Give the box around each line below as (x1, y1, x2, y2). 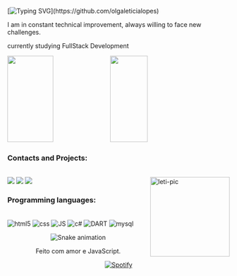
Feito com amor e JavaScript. (35, 247, 121, 255)
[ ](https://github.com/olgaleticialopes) (7, 7, 159, 15)
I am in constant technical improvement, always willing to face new (7, 21, 202, 28)
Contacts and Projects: (7, 153, 88, 163)
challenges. (7, 28, 41, 36)
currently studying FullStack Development (7, 42, 129, 50)
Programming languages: (7, 195, 97, 205)
